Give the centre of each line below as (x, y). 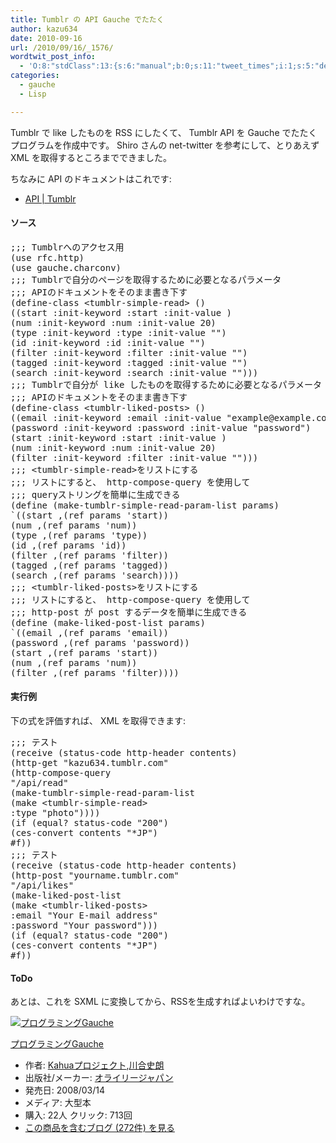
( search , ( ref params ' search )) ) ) (95, 575)
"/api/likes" (42, 885)
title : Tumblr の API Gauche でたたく (87, 19)
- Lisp (33, 94)
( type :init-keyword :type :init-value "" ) (118, 332)
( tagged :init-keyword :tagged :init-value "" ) (129, 362)
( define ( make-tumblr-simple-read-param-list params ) (145, 505)
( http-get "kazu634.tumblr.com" (89, 763)
